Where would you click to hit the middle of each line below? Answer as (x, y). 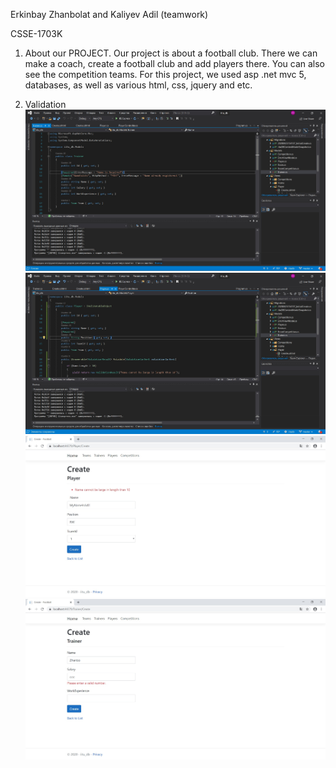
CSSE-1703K (36, 33)
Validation (45, 104)
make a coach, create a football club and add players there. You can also (175, 63)
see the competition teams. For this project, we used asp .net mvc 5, (165, 74)
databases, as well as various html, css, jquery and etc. (138, 85)
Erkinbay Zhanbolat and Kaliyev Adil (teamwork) (109, 14)
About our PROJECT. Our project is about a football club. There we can (171, 53)
